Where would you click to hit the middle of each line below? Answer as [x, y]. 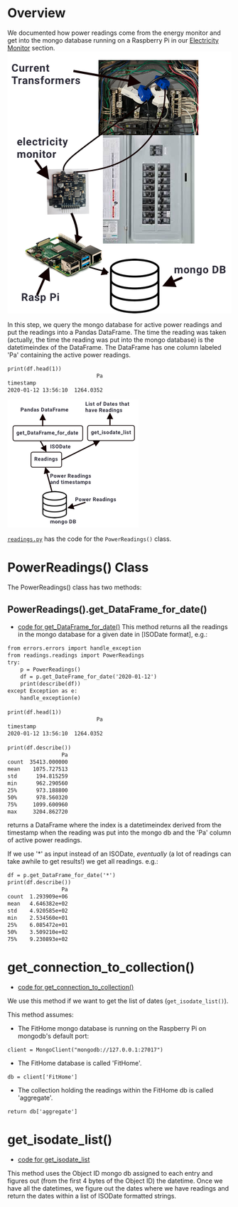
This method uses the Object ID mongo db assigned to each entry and [110, 1173]
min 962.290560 [38, 783]
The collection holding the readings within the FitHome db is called [115, 1090]
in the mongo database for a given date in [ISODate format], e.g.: [113, 634]
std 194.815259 [38, 776]
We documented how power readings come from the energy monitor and [114, 33]
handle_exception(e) [50, 698]
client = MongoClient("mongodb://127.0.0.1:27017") [85, 1050]
